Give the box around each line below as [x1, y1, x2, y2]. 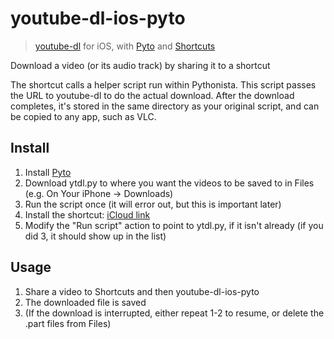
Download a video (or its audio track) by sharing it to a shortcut [10, 59, 271, 71]
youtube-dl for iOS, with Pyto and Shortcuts [34, 40, 216, 52]
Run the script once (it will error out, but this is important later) [24, 198, 282, 210]
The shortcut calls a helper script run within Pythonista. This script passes [10, 78, 317, 91]
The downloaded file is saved [24, 296, 147, 308]
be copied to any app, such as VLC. [10, 110, 157, 122]
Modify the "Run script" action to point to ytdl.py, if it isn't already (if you [24, 219, 324, 231]
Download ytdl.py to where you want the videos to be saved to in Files [24, 177, 315, 189]
